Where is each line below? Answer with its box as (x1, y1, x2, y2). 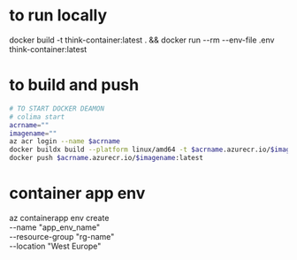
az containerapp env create (9, 212, 110, 223)
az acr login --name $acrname (9, 137, 121, 146)
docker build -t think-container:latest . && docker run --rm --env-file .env (9, 34, 275, 45)
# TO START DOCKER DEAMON (9, 103, 104, 113)
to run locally (9, 5, 108, 26)
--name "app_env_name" (9, 222, 101, 233)
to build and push (9, 75, 140, 96)
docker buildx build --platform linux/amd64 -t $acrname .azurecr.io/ (9, 145, 271, 155)
